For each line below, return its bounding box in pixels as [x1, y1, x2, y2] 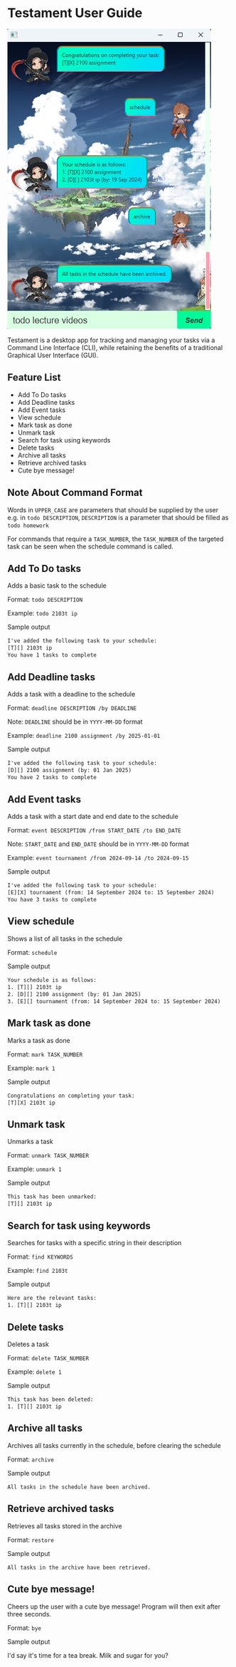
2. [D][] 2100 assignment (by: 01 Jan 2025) [7, 990, 141, 997]
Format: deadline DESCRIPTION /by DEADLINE [7, 704, 137, 712]
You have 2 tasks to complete [7, 774, 97, 781]
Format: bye [7, 1624, 41, 1632]
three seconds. [7, 1609, 52, 1618]
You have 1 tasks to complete [7, 652, 97, 659]
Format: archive [7, 1455, 55, 1464]
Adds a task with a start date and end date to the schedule [7, 813, 179, 820]
